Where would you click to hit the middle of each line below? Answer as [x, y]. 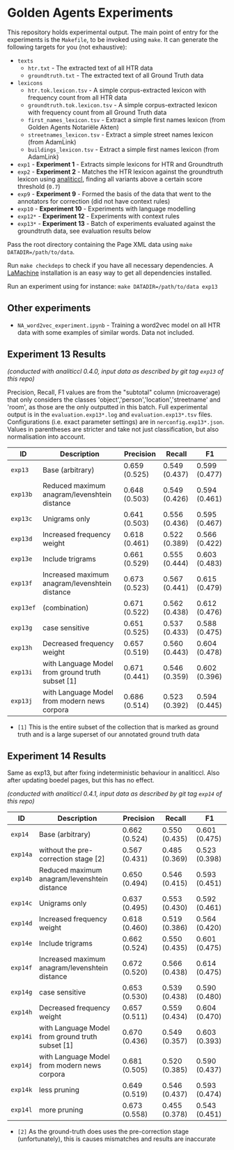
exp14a [22, 855]
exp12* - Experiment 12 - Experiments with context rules [98, 216]
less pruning [60, 1090]
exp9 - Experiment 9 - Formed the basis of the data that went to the [114, 194]
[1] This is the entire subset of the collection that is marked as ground [118, 727]
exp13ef [23, 607]
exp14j [22, 1066]
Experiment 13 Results [57, 355]
